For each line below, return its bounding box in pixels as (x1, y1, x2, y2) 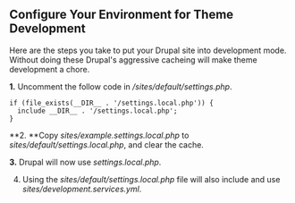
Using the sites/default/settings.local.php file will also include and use (21, 173, 281, 184)
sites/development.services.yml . (21, 183, 142, 194)
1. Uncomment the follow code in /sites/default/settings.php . (9, 80, 232, 92)
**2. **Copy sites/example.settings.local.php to (9, 130, 190, 140)
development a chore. (9, 63, 90, 74)
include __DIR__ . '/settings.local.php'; (17, 106, 178, 115)
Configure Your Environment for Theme (9, 7, 234, 22)
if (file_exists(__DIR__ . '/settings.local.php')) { (9, 98, 215, 107)
